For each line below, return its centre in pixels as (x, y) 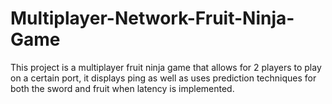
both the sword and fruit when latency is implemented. (122, 88)
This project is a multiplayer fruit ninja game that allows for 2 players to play (166, 67)
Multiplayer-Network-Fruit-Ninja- (152, 18)
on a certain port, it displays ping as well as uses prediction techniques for (163, 78)
